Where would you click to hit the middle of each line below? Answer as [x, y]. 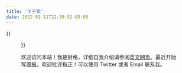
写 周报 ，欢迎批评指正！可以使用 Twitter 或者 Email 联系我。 [93, 64]
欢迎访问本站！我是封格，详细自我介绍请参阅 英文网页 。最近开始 [98, 57]
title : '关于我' [25, 11]
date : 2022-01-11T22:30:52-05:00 [47, 17]
